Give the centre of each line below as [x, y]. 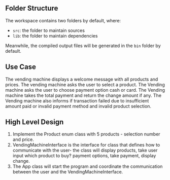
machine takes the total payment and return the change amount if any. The [83, 95]
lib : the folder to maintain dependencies [55, 35]
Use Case [21, 67]
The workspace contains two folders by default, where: [63, 20]
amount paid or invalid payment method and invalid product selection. [78, 106]
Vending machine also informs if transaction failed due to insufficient [77, 100]
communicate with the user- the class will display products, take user [85, 150]
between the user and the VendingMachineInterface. [68, 172]
